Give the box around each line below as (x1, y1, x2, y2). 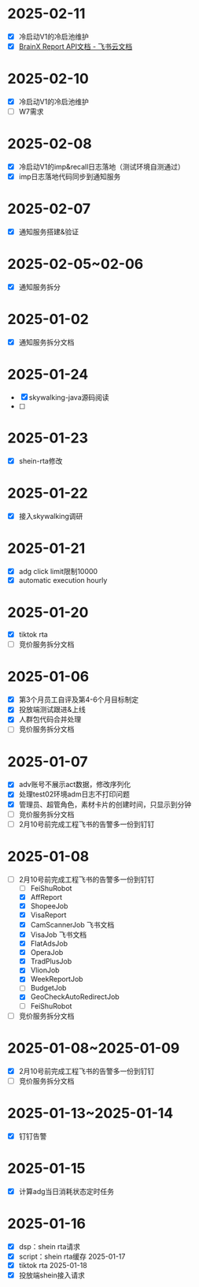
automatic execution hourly (18, 576, 108, 585)
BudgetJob (30, 983, 67, 993)
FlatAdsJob (30, 939, 68, 949)
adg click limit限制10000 (18, 567, 98, 576)
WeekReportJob (30, 975, 83, 984)
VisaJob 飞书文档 (30, 930, 87, 939)
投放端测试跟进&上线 (18, 705, 86, 714)
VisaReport (30, 910, 67, 920)
